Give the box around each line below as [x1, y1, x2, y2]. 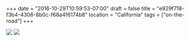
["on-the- [161, 11, 185, 18]
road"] [6, 18, 22, 24]
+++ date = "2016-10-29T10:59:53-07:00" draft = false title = [6, 5, 156, 12]
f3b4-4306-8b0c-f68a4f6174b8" [6, 11, 88, 18]
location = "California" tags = [88, 11, 160, 18]
